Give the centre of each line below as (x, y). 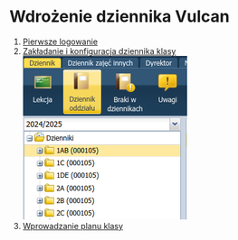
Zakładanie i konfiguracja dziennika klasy (99, 51)
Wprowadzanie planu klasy (73, 226)
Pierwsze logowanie (60, 42)
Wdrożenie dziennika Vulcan (120, 17)
